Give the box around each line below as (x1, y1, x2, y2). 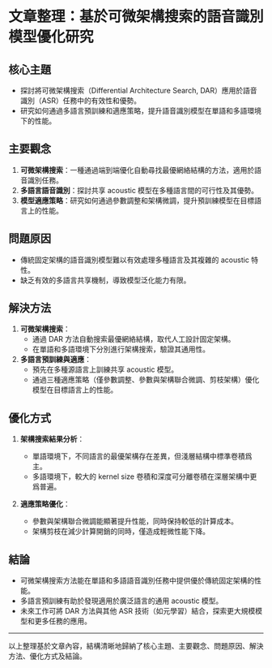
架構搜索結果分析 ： (19, 434, 85, 444)
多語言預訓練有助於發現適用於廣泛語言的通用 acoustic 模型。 (19, 596, 223, 606)
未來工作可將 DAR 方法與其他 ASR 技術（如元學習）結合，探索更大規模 (19, 606, 256, 616)
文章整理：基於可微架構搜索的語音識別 (8, 7, 265, 26)
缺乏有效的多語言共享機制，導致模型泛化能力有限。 (19, 275, 191, 285)
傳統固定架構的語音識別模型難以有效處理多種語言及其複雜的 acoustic (19, 255, 249, 265)
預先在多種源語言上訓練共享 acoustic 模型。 (32, 364, 179, 374)
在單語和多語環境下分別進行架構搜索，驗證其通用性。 (32, 344, 210, 354)
